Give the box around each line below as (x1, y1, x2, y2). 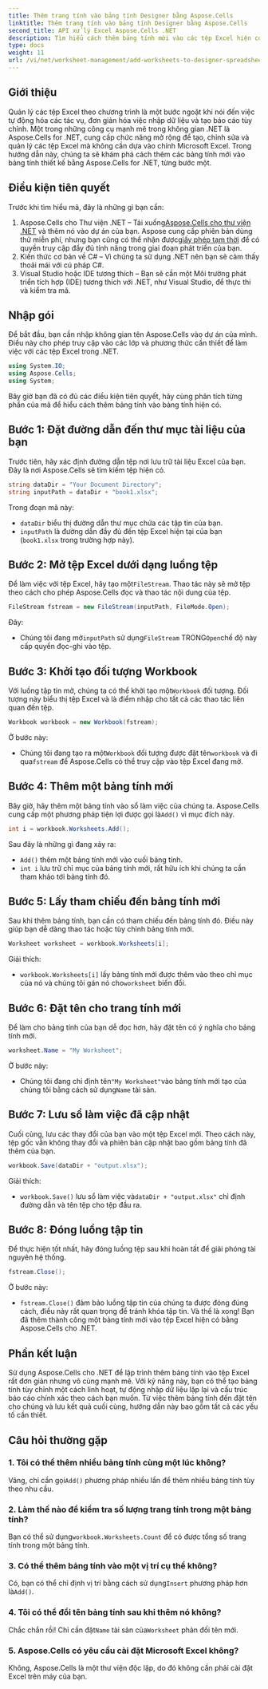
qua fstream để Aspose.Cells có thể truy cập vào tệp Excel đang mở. (19, 756, 243, 766)
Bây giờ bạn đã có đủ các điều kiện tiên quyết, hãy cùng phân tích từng (8, 391, 242, 401)
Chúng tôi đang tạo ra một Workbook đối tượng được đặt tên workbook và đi (19, 748, 258, 757)
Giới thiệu (8, 85, 57, 100)
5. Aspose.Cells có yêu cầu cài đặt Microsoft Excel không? (8, 1645, 239, 1656)
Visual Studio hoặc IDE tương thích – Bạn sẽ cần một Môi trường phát (19, 268, 246, 278)
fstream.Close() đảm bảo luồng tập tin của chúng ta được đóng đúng (19, 1298, 249, 1307)
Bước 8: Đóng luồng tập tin (8, 1223, 144, 1237)
